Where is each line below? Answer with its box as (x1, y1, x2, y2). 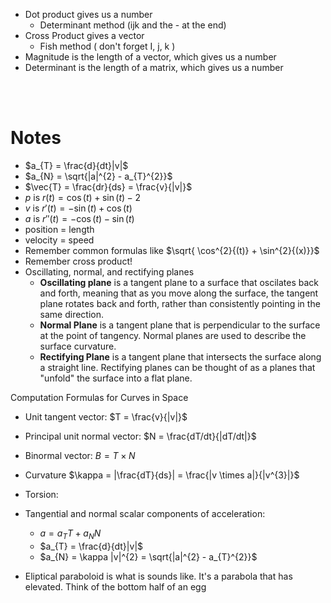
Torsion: (24, 488, 59, 500)
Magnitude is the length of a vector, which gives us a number (24, 51, 277, 63)
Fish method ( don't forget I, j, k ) (39, 40, 176, 52)
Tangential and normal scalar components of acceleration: (24, 507, 266, 519)
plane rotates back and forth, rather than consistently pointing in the (39, 297, 321, 309)
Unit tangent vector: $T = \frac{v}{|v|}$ (24, 410, 188, 423)
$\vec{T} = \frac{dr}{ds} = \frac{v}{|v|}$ (24, 180, 193, 193)
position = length (24, 223, 95, 235)
